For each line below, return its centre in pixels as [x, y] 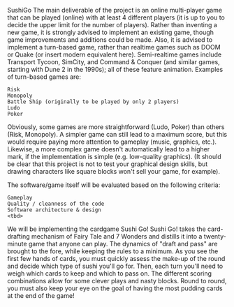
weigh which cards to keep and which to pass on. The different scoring [109, 274]
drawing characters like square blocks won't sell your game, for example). [114, 171]
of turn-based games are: [44, 77]
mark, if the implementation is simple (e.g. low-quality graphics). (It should [114, 157]
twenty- [215, 236]
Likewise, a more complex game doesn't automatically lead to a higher [109, 149]
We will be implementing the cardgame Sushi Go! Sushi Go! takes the [107, 229]
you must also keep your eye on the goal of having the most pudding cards [115, 288]
